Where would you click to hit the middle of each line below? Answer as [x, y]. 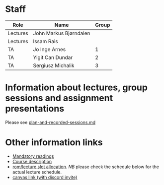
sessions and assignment [59, 98]
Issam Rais [45, 41]
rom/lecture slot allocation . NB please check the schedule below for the [85, 167]
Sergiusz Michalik [54, 65]
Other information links [54, 143]
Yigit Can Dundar [53, 57]
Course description [32, 161]
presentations [35, 109]
